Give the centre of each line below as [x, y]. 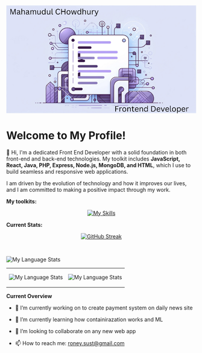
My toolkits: [22, 201]
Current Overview [29, 296]
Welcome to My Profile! [66, 135]
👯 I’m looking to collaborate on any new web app [75, 331]
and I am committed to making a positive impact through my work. [88, 189]
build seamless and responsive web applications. [67, 171]
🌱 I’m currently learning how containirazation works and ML [89, 319]
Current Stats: [24, 224]
